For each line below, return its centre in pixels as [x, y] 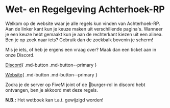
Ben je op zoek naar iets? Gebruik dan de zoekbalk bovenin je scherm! [79, 40]
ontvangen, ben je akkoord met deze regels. [52, 90]
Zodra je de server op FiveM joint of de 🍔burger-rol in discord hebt [75, 85]
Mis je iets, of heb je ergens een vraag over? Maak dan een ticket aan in [81, 49]
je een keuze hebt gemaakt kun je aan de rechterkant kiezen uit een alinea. [84, 34]
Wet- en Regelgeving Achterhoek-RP [85, 9]
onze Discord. [20, 55]
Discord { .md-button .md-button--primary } [51, 65]
